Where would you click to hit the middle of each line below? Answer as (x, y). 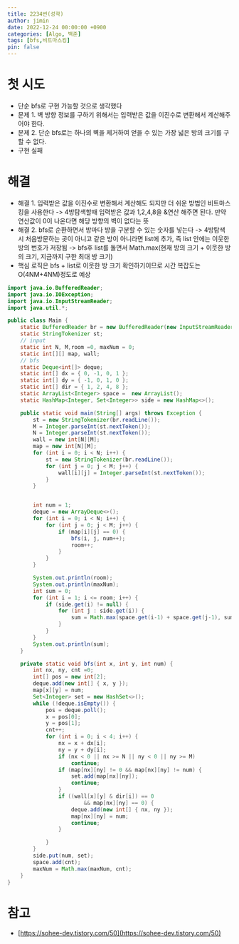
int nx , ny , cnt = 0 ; (63, 670)
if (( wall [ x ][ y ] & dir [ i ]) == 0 (106, 796)
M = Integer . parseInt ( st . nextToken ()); (92, 426)
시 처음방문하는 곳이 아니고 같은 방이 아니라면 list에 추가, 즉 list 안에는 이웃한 (123, 238)
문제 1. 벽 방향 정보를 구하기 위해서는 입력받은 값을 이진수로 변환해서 (112, 114)
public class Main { (38, 321)
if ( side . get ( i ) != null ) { (87, 604)
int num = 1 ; (52, 505)
